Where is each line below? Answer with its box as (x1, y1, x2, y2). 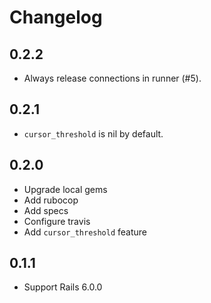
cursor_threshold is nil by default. (23, 127, 164, 140)
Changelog (9, 6, 103, 29)
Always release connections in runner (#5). (23, 72, 202, 84)
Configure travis (23, 215, 91, 227)
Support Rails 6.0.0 (23, 281, 103, 293)
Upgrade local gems (23, 183, 108, 195)
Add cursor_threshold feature (23, 226, 148, 238)
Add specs (23, 204, 69, 216)
